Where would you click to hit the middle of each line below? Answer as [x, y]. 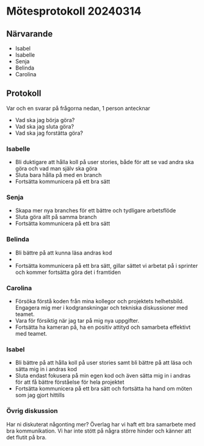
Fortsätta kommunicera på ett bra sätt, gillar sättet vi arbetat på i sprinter [107, 265]
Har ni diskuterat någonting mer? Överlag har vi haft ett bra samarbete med [101, 424]
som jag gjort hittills [40, 395]
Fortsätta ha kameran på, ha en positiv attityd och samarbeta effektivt [103, 327]
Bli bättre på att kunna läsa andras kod [64, 253]
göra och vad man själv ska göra [56, 168]
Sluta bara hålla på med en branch [58, 175]
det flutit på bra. [27, 437]
